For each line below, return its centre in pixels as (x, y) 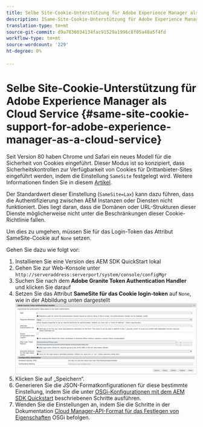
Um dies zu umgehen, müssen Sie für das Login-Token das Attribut (90, 231)
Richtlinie (18, 220)
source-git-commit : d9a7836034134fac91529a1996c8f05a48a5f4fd (86, 32)
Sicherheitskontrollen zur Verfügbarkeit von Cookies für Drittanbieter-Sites (99, 169)
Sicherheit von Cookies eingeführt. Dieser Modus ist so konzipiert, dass (95, 163)
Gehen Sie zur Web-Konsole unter (58, 268)
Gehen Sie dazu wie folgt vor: (43, 250)
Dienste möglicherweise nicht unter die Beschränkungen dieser (85, 213)
